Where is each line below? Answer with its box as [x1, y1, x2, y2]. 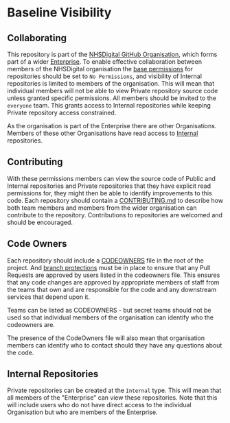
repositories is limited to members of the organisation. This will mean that [7, 80, 215, 87]
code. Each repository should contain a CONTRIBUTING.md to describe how [7, 196, 224, 204]
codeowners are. [7, 320, 55, 328]
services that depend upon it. [7, 293, 91, 301]
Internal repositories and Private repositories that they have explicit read [7, 182, 211, 190]
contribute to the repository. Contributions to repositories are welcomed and [7, 210, 223, 219]
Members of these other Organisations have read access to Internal [7, 129, 198, 137]
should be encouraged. [7, 218, 73, 226]
